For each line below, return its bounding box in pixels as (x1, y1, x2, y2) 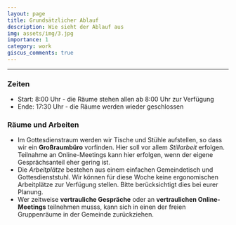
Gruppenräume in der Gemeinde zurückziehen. (17, 210, 155, 219)
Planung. (17, 188, 44, 196)
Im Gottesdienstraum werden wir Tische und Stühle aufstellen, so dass (17, 136, 223, 144)
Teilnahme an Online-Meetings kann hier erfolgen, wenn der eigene (17, 151, 214, 159)
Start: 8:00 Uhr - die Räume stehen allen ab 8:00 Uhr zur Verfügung (17, 95, 214, 104)
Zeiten (7, 79, 30, 88)
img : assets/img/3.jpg (7, 29, 74, 37)
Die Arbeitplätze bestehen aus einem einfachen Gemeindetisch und (17, 165, 214, 174)
